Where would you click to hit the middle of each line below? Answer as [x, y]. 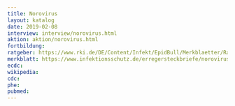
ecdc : [15, 66]
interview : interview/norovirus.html [62, 33]
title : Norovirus [33, 14]
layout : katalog [31, 20]
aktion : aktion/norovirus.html [53, 40]
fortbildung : [26, 46]
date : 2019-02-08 [33, 26]
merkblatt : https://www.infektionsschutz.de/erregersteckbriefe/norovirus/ [120, 59]
